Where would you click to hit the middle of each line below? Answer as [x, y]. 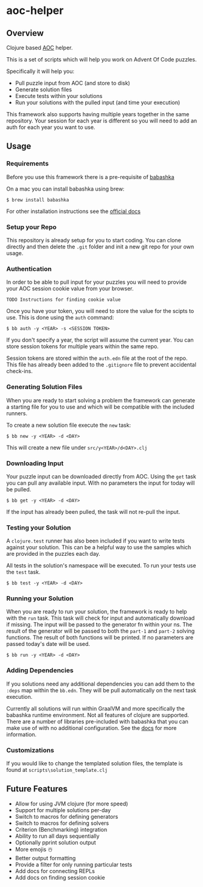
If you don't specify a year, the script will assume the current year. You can [100, 340]
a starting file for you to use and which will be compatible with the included [100, 407]
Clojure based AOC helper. [40, 47]
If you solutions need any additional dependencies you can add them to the [101, 684]
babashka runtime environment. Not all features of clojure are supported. [98, 715]
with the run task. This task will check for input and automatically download [101, 618]
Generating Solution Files [44, 387]
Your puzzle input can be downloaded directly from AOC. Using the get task [101, 476]
